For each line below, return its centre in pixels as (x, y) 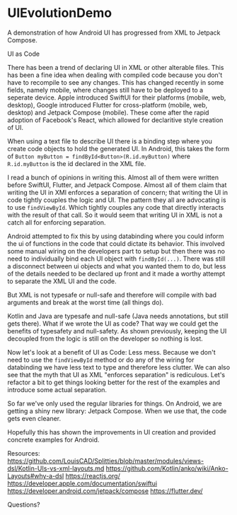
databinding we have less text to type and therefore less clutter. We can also (119, 367)
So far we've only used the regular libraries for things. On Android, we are (115, 403)
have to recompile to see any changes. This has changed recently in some (116, 82)
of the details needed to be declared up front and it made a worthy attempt (116, 273)
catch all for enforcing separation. (57, 222)
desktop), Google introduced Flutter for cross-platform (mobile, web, (108, 105)
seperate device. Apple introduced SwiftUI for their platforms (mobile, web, (117, 97)
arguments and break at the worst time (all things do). (86, 302)
